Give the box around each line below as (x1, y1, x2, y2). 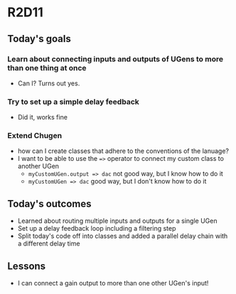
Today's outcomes (7, 197, 92, 210)
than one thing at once (7, 63, 87, 73)
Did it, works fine (17, 113, 68, 122)
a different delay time (17, 239, 80, 248)
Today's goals (7, 33, 71, 45)
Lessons (7, 260, 46, 272)
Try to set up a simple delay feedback (7, 97, 140, 107)
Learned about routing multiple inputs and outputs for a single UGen (17, 216, 218, 225)
